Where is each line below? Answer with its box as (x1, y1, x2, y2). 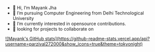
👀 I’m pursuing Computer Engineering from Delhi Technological (12, 10, 144, 16)
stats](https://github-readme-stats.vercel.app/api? (45, 35, 150, 41)
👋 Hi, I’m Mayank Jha (12, 5, 57, 10)
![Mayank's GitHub (5, 35, 44, 41)
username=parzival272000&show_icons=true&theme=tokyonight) (5, 41, 143, 47)
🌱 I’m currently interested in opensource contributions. (12, 20, 126, 26)
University (12, 15, 34, 21)
